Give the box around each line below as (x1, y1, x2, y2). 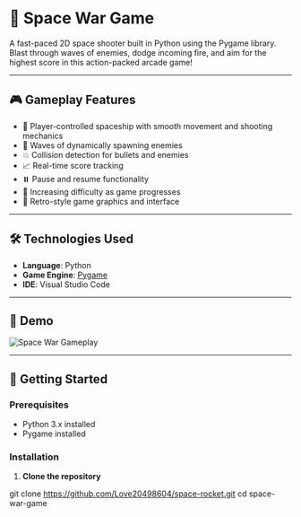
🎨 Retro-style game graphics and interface (21, 196, 180, 206)
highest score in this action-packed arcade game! (9, 57, 193, 67)
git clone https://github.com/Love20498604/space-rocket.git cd (9, 488, 247, 499)
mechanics (21, 130, 64, 141)
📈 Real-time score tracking (21, 160, 124, 171)
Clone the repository (21, 471, 101, 482)
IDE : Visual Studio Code (21, 278, 110, 290)
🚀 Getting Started (9, 372, 108, 387)
